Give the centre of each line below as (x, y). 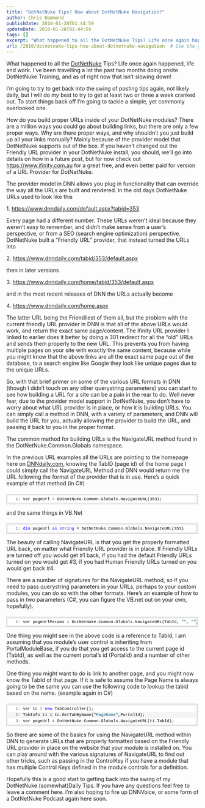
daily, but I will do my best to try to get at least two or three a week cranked (101, 95)
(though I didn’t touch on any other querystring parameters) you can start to (102, 388)
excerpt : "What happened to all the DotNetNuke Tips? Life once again (98, 40)
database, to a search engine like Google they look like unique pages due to (102, 363)
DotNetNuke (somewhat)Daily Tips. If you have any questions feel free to (98, 785)
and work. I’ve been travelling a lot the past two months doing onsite (92, 70)
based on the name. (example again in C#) (60, 693)
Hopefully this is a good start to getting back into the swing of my (88, 779)
